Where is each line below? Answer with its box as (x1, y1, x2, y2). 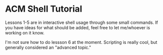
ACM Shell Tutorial (5, 3, 82, 15)
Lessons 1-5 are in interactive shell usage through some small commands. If (5, 19, 158, 25)
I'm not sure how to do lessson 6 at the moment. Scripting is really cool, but (5, 39, 158, 45)
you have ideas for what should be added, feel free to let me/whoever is (5, 24, 150, 30)
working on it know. (5, 30, 45, 36)
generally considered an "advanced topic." (5, 44, 92, 50)
